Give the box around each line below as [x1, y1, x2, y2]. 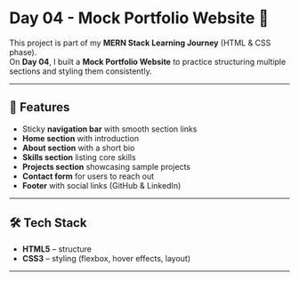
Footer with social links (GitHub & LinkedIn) [21, 180, 182, 190]
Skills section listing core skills [21, 151, 136, 163]
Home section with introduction [21, 132, 140, 143]
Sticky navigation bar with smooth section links [21, 124, 198, 134]
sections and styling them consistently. [9, 66, 153, 76]
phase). [9, 46, 37, 57]
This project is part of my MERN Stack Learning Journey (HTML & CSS [9, 37, 271, 48]
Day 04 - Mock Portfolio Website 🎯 [9, 8, 270, 28]
